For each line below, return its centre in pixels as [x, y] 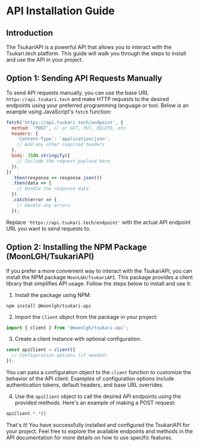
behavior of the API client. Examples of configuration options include [90, 379]
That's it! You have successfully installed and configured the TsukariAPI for [98, 425]
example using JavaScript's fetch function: [59, 112]
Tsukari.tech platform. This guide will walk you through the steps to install [96, 53]
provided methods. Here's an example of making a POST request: [95, 403]
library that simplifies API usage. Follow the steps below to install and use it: [99, 283]
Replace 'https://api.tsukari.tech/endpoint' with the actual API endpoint [99, 222]
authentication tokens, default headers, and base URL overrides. [85, 385]
